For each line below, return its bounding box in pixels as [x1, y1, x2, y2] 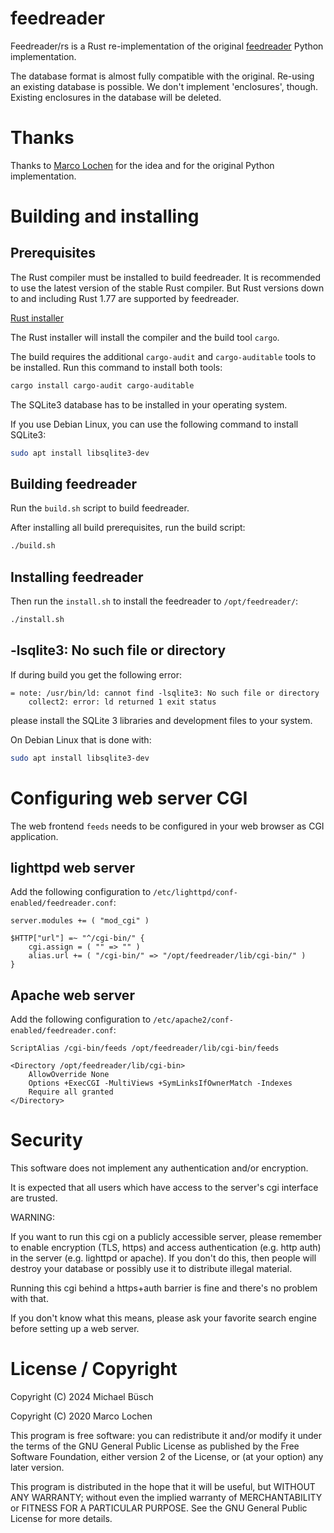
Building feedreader [10, 476, 138, 493]
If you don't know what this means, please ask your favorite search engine [10, 1312, 317, 1324]
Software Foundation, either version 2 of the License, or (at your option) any [10, 1451, 324, 1463]
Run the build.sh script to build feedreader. [10, 502, 190, 514]
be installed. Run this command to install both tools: [10, 361, 223, 373]
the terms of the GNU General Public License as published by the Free [10, 1440, 300, 1452]
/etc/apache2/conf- [153, 1015, 234, 1026]
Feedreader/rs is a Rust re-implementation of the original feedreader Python [10, 40, 324, 52]
